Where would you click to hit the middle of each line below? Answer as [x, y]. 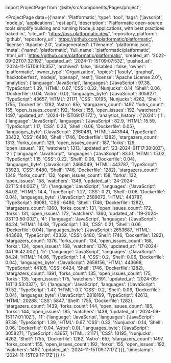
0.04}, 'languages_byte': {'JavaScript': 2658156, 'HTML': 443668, [74, 263]
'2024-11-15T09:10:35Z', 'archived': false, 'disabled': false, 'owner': [76, 66]
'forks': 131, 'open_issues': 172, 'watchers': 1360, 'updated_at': [71, 213]
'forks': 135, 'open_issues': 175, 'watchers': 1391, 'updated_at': [70, 279]
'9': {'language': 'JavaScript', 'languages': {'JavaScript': [97, 284]
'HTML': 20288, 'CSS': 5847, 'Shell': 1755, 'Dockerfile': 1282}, [70, 300]
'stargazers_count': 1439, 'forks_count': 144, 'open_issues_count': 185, [79, 306]
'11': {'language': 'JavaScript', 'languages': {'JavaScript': [96, 317]
